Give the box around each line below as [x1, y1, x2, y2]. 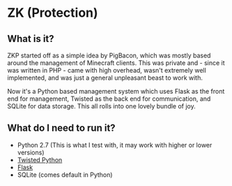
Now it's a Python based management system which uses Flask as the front [7, 87, 225, 95]
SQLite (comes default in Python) [17, 170, 113, 179]
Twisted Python [17, 155, 63, 164]
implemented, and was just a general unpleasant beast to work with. [7, 73, 203, 82]
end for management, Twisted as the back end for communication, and [7, 94, 211, 103]
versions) [17, 148, 45, 157]
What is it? [7, 33, 54, 45]
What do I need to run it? [7, 122, 116, 134]
